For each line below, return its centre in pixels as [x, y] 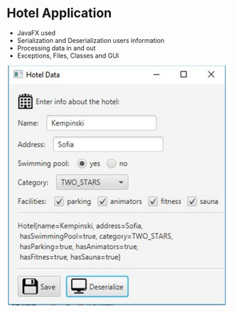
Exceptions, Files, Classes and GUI [68, 56]
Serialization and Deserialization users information [91, 40]
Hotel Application [59, 13]
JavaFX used [36, 33]
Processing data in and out [56, 48]
